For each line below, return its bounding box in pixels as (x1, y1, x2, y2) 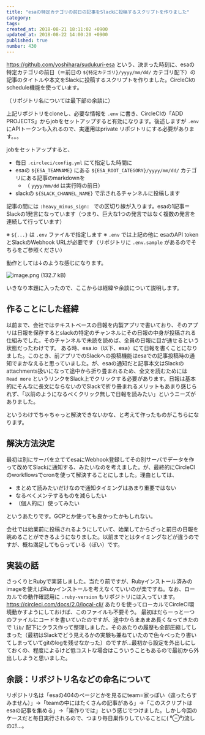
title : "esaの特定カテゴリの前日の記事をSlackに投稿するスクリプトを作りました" (6, 9, 190, 15)
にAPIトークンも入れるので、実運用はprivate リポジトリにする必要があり (6, 125, 190, 132)
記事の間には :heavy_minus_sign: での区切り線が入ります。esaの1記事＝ (6, 202, 190, 210)
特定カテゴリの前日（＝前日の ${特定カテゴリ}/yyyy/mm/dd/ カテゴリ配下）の (6, 68, 196, 75)
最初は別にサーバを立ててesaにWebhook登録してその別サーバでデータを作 (6, 455, 195, 463)
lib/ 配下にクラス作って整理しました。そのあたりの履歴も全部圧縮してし (13, 623, 197, 631)
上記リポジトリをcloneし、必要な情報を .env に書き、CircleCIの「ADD (6, 110, 184, 117)
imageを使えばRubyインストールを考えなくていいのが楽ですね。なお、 (6, 585, 185, 593)
